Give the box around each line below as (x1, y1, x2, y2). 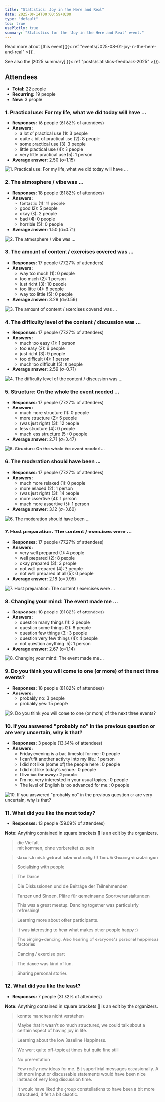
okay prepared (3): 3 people (19, 560, 77, 566)
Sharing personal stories (17, 970, 67, 976)
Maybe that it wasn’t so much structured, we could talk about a (17, 1022, 145, 1028)
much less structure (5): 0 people (19, 431, 88, 437)
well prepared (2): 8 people (19, 555, 75, 561)
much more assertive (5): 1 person (19, 501, 90, 507)
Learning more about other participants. (17, 917, 99, 923)
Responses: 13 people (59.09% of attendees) (12, 820, 105, 826)
